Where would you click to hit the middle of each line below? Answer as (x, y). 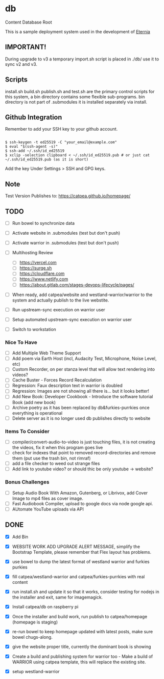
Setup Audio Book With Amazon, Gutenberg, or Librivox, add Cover (80, 493)
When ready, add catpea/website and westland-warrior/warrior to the (82, 295)
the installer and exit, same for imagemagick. (57, 597)
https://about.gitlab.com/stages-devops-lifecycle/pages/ (77, 285)
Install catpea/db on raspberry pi (45, 606)
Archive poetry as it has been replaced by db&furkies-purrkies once (81, 407)
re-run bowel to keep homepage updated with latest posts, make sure (82, 631)
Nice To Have (21, 342)
